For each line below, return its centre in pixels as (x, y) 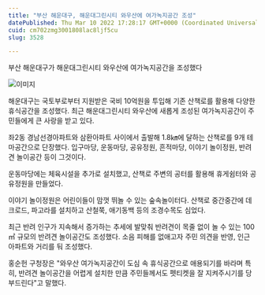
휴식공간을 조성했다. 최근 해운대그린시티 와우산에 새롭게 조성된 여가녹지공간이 (127, 111)
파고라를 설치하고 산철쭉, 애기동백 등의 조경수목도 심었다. (119, 210)
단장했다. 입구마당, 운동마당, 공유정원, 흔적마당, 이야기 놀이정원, (140, 147)
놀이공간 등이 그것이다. (51, 157)
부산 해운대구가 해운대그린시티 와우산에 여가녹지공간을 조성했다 (105, 68)
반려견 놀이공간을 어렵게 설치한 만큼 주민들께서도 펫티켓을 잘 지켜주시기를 (131, 273)
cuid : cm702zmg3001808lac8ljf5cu (63, 30)
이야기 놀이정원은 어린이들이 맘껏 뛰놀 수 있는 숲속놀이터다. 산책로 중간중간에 (126, 201)
